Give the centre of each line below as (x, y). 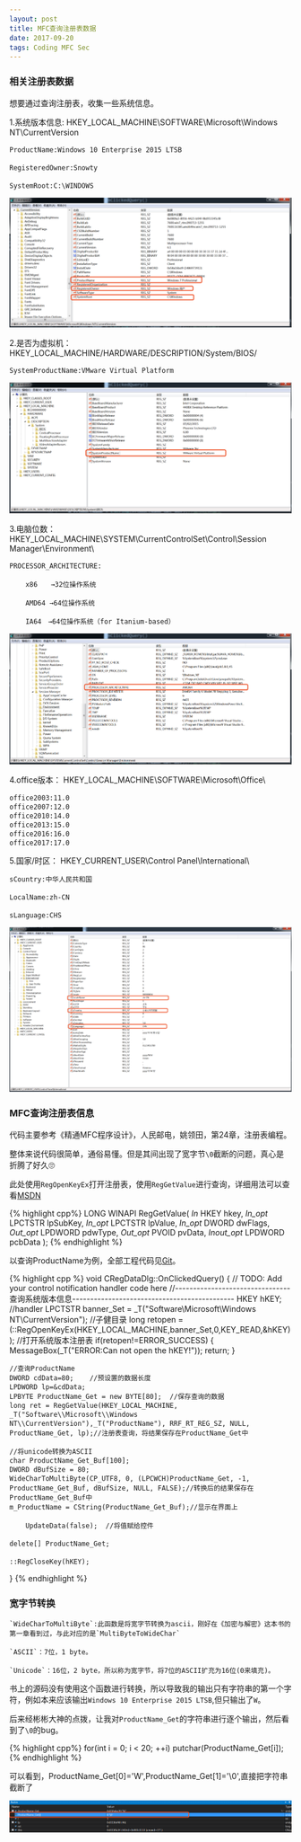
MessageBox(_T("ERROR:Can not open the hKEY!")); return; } (122, 1350)
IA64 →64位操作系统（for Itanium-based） (100, 621)
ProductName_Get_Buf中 (51, 1497)
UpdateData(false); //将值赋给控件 (90, 1526)
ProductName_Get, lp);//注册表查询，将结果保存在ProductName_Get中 (129, 1433)
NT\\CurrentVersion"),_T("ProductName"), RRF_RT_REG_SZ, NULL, (130, 1423)
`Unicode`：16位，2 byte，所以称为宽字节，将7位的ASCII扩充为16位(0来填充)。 (142, 1671)
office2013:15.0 (39, 825)
